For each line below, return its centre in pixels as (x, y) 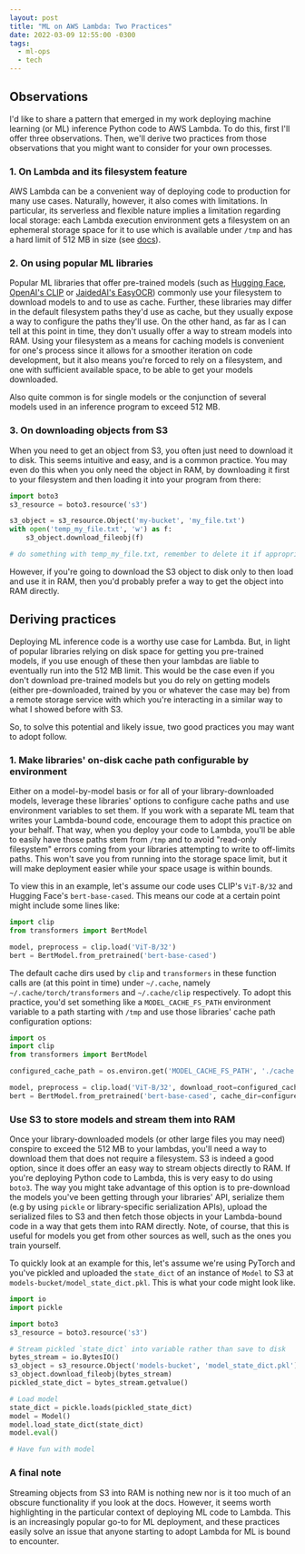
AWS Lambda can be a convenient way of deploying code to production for (150, 191)
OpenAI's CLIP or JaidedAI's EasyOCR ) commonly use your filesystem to (146, 293)
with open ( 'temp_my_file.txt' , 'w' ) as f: (91, 530)
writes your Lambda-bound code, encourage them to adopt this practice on (151, 821)
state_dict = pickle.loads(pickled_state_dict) (101, 1408)
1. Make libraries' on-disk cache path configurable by (129, 760)
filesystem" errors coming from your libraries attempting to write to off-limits (152, 849)
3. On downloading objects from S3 (89, 430)
